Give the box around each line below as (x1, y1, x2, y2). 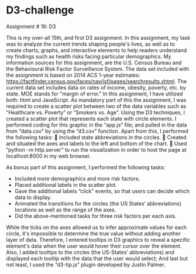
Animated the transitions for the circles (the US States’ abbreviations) (14, 200, 182, 207)
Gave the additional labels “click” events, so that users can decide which (14, 187, 190, 194)
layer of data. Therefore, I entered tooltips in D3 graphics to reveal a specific (6, 236, 190, 243)
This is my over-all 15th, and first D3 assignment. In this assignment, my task (6, 34, 191, 41)
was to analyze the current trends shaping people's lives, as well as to (6, 40, 176, 47)
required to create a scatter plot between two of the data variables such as (6, 102, 186, 109)
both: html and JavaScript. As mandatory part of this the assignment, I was (6, 96, 187, 103)
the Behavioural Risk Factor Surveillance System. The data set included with (6, 65, 190, 72)
